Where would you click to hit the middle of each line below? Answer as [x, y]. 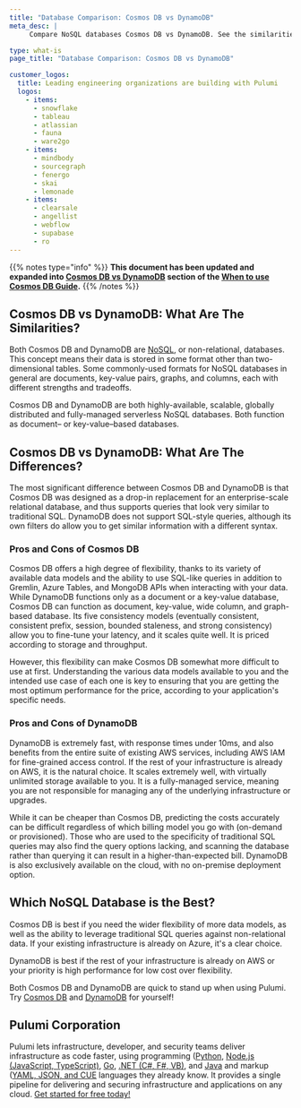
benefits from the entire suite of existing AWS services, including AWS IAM [147, 752]
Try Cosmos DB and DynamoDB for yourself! [92, 997]
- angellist [55, 217]
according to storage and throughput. [78, 645]
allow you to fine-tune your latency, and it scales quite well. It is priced [139, 635]
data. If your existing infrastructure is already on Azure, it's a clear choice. [146, 943]
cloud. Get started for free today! [70, 1095]
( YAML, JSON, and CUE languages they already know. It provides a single [145, 1075]
